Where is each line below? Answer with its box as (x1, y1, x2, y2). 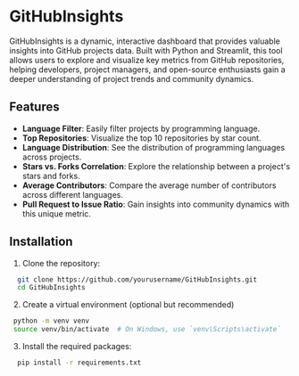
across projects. (21, 151, 82, 162)
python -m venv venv (12, 316, 90, 326)
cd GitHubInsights (17, 283, 87, 292)
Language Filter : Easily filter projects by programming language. (21, 123, 261, 134)
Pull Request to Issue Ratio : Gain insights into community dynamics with (21, 199, 290, 209)
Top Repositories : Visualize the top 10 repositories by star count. (21, 132, 262, 143)
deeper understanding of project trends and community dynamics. (9, 73, 254, 84)
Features (9, 100, 60, 115)
